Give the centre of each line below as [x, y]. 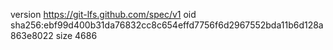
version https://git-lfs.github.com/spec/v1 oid [103, 14]
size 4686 [76, 35]
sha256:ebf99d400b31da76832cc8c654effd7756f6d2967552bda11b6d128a [167, 25]
